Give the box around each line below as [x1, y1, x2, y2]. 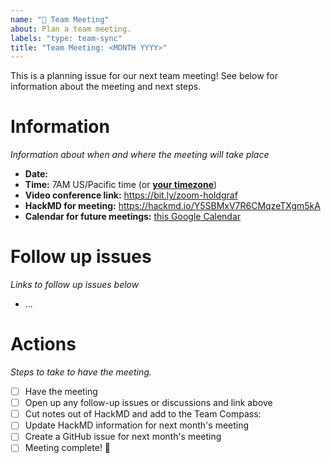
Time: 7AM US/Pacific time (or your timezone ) [24, 179, 218, 191]
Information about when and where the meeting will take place [10, 149, 270, 161]
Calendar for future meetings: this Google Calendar [24, 211, 242, 223]
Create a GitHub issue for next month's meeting [24, 431, 222, 443]
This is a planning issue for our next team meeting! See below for [10, 70, 278, 82]
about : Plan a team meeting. [10, 24, 132, 34]
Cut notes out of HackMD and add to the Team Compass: [24, 408, 262, 420]
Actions [10, 333, 77, 356]
